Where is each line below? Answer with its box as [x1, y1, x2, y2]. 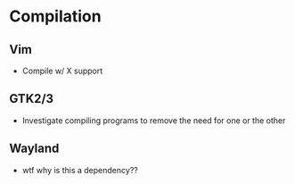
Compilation [9, 6, 102, 27]
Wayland [9, 141, 60, 156]
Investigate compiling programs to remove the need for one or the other [21, 114, 286, 126]
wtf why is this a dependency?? [21, 164, 138, 175]
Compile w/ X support [21, 65, 103, 76]
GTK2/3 [9, 91, 54, 106]
